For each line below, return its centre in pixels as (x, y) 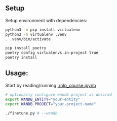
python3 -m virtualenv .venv (36, 34)
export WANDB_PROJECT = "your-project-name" (51, 104)
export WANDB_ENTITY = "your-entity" (43, 99)
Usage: (17, 73)
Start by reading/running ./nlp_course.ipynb (51, 85)
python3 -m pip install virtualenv (43, 30)
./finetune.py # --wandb (31, 113)
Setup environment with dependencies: (46, 20)
